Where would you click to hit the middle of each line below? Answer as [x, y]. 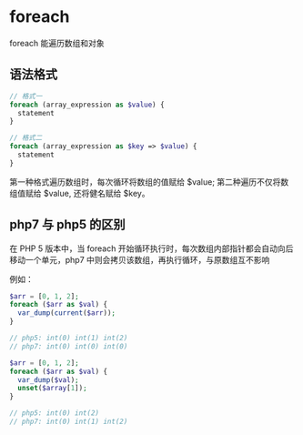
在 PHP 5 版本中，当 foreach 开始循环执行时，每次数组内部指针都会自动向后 [151, 248]
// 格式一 [26, 96]
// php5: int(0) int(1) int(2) [69, 339]
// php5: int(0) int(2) [55, 413]
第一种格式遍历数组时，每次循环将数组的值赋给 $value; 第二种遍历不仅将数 [149, 182]
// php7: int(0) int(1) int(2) [69, 422]
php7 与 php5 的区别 [67, 225]
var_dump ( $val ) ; [48, 379]
